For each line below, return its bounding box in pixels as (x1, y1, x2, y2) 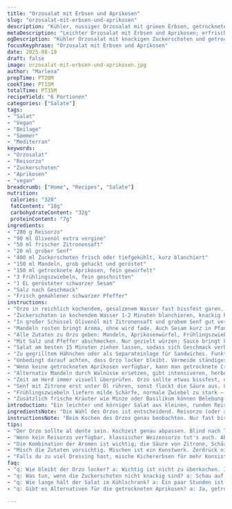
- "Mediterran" (7, 139, 51, 146)
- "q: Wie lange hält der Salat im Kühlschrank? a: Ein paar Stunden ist (7, 479, 224, 486)
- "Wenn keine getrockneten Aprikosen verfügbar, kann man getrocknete (7, 363, 217, 370)
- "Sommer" (7, 132, 39, 139)
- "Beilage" (7, 126, 41, 133)
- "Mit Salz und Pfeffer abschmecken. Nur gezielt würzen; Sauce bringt (7, 338, 221, 345)
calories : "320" (10, 196, 57, 204)
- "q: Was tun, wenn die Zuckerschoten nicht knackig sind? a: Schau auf (7, 472, 224, 479)
